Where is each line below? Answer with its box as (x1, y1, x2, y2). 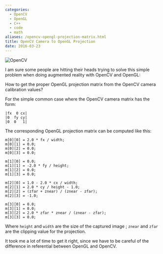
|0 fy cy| (5, 115, 27, 120)
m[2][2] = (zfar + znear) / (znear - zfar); (5, 189, 98, 194)
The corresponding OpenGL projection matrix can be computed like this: (5, 128, 152, 134)
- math (9, 30, 23, 35)
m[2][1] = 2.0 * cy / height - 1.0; (5, 184, 80, 189)
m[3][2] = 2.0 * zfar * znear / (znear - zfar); (5, 210, 107, 215)
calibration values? (5, 86, 43, 92)
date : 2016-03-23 (5, 44, 41, 49)
